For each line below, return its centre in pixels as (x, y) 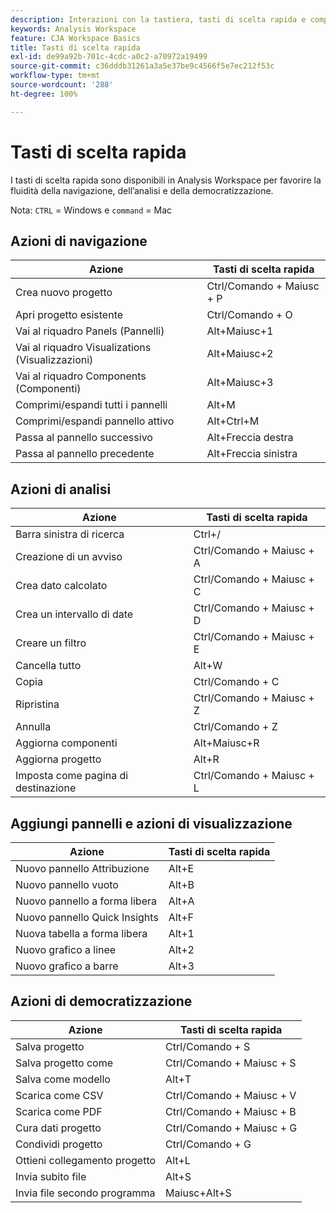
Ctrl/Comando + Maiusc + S (231, 1063)
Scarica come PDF (59, 1111)
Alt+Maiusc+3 (240, 383)
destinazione (46, 788)
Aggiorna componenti (66, 743)
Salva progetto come (64, 1063)
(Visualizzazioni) (54, 360)
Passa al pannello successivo (84, 438)
